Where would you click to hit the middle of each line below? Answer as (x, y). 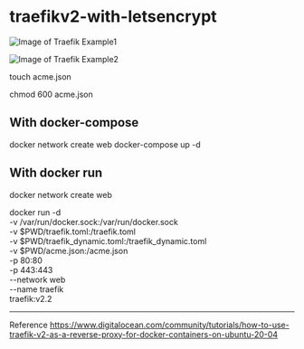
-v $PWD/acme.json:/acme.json (69, 250)
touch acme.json (41, 76)
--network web (38, 279)
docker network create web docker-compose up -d (105, 144)
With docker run (56, 173)
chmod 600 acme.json (51, 94)
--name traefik (37, 289)
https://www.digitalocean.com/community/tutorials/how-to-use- (169, 325)
